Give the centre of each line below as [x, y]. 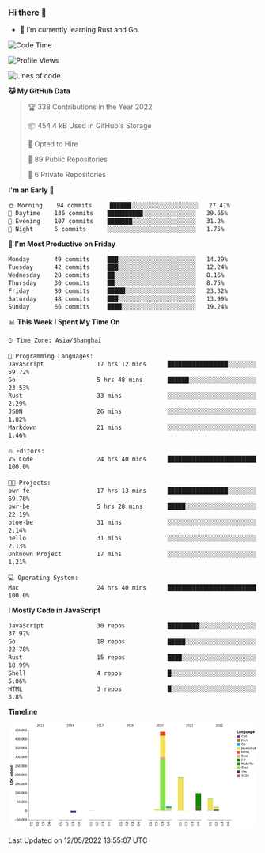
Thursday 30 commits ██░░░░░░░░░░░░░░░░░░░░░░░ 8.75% [116, 283]
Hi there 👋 [28, 13]
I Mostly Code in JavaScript [55, 610]
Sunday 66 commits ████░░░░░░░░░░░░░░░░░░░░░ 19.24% [118, 307]
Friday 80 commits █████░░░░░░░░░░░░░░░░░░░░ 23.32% [118, 291]
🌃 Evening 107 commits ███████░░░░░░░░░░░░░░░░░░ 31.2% [116, 222]
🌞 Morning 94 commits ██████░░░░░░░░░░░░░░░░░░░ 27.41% [119, 206]
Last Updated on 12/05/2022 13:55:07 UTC [78, 840]
